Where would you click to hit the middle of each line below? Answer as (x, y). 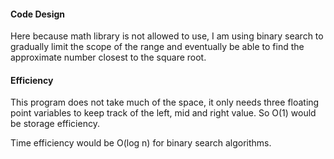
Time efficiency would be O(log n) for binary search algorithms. (141, 143)
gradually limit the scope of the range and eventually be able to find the (157, 47)
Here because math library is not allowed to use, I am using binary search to (167, 36)
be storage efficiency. (55, 124)
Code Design (38, 14)
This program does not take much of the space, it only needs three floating (165, 102)
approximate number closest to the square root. (108, 57)
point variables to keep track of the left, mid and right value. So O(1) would (163, 113)
